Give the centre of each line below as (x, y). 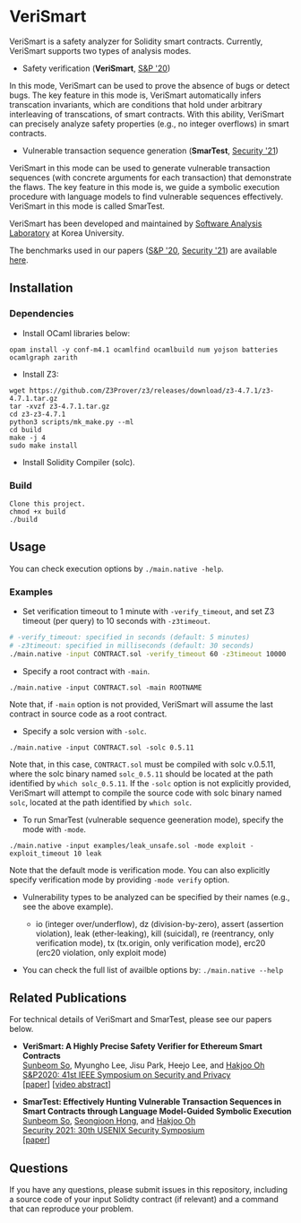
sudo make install (43, 446)
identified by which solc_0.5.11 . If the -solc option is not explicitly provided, (150, 783)
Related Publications (68, 998)
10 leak (87, 854)
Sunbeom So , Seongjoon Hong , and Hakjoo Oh (109, 1121)
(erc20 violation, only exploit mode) (101, 952)
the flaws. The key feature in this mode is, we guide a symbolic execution (145, 186)
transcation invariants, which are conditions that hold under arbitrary (136, 104)
